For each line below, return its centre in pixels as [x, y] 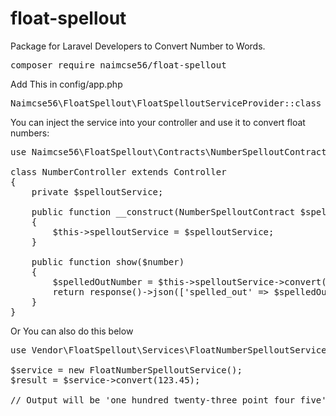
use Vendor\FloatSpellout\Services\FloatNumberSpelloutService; [171, 350]
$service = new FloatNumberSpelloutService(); [126, 370]
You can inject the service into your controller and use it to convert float [158, 122]
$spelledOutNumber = [102, 281]
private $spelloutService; [97, 191]
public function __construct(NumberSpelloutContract [163, 211]
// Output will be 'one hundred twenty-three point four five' [168, 400]
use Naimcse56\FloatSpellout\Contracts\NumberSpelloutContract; [171, 151]
